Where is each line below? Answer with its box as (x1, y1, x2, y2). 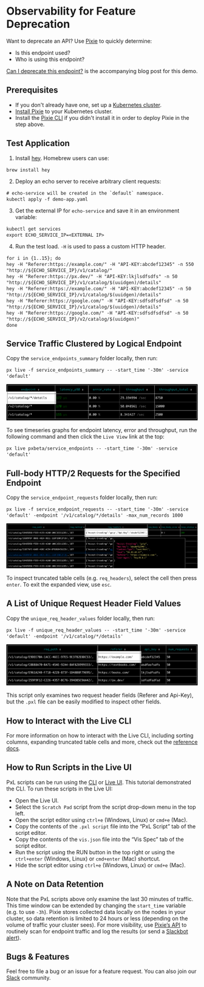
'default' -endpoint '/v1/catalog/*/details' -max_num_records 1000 (6, 512, 183, 518)
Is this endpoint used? (15, 49, 71, 56)
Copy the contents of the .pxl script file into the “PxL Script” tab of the (15, 823, 196, 830)
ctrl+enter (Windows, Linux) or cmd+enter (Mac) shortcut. (15, 855, 161, 862)
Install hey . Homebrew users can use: (15, 154, 109, 162)
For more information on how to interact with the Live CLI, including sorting (6, 732, 194, 739)
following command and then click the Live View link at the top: (6, 433, 165, 441)
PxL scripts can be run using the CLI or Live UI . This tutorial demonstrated (6, 778, 191, 786)
